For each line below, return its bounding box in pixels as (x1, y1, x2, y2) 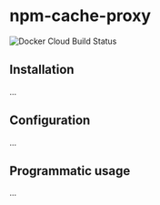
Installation (9, 62, 75, 77)
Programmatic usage (9, 163, 131, 179)
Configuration (9, 113, 91, 128)
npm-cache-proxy (9, 5, 152, 26)
